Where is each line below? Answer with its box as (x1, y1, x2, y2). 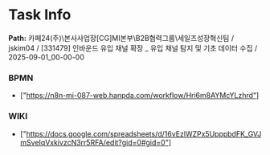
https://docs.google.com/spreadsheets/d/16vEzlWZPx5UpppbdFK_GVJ (26, 128, 262, 138)
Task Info (8, 6, 72, 24)
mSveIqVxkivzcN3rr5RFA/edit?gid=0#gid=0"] (19, 137, 171, 147)
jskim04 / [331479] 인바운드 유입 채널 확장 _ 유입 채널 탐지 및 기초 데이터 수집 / (8, 43, 258, 53)
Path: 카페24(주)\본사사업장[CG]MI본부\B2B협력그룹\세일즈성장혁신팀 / (8, 33, 235, 43)
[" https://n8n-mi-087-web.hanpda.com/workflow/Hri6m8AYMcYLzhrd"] (19, 91, 260, 100)
